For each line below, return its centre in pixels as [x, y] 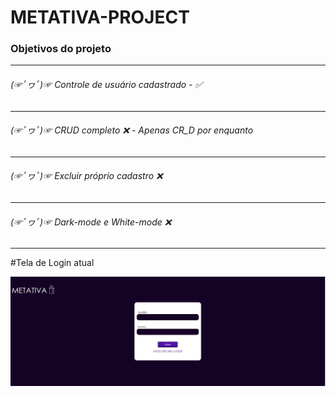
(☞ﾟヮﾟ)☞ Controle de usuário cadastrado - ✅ [106, 85]
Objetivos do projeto [61, 49]
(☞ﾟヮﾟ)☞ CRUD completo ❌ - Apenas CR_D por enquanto [132, 130]
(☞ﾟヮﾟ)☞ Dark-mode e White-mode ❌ [91, 222]
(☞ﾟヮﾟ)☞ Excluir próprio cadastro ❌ [86, 176]
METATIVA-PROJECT [100, 17]
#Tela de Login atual [52, 263]
